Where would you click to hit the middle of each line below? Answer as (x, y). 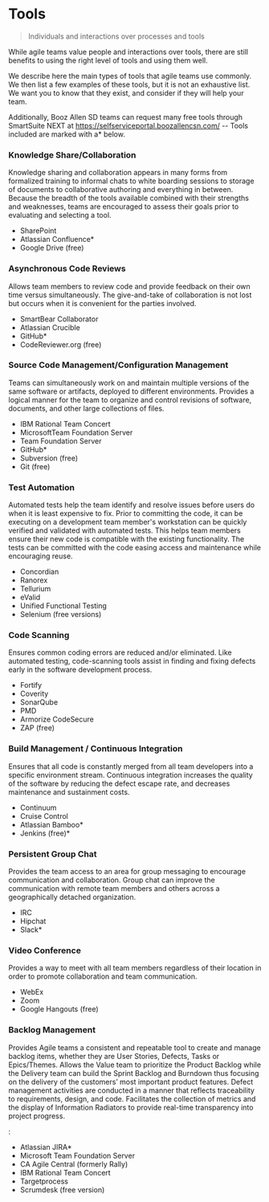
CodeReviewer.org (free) (61, 344)
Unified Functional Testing (63, 606)
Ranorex (34, 580)
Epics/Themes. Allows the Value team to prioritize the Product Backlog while (135, 1065)
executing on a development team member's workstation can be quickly (128, 522)
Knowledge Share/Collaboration (72, 155)
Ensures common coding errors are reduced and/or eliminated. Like (120, 652)
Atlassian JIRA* (46, 1147)
